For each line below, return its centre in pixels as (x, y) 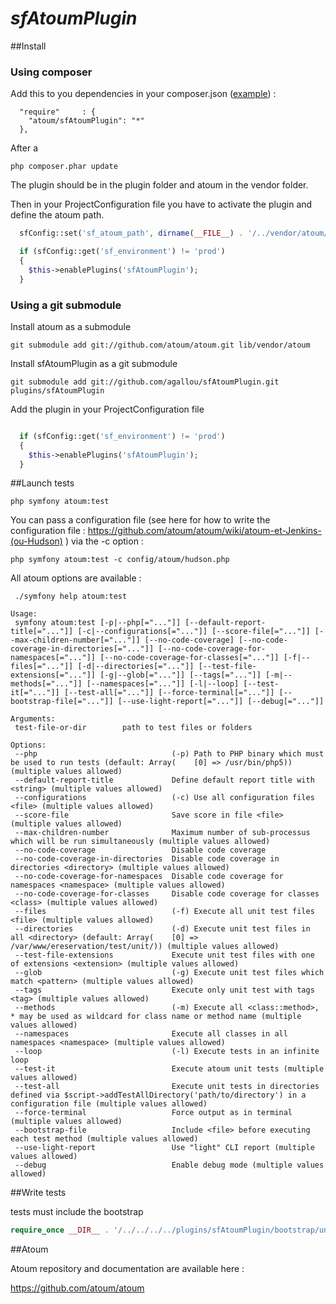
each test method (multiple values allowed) (104, 1139)
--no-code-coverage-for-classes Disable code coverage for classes (167, 894)
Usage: (24, 614)
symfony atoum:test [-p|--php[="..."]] (98, 623)
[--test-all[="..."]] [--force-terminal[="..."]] (169, 693)
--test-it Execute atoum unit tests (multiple (169, 1069)
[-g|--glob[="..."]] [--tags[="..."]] (180, 675)
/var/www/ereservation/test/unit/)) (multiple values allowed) (145, 947)
